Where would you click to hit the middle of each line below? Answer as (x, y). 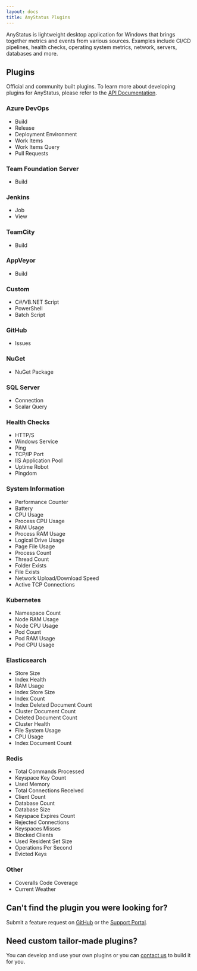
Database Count (35, 803)
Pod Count (28, 632)
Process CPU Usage (40, 521)
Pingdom (26, 474)
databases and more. (32, 53)
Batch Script (30, 315)
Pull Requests (32, 153)
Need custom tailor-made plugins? (72, 941)
